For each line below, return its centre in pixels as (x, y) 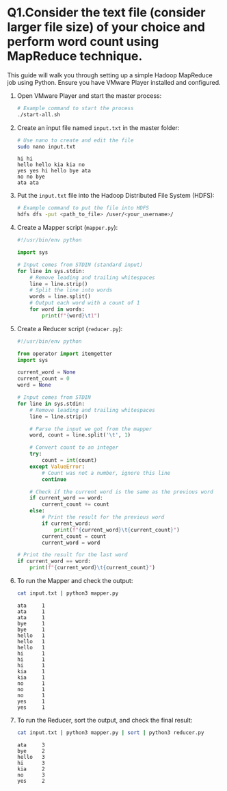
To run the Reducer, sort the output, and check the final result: (105, 720)
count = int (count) (69, 461)
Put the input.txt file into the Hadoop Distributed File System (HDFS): (116, 196)
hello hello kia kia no (51, 165)
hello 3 (31, 757)
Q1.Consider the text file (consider (106, 13)
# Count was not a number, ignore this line (106, 473)
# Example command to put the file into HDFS (83, 208)
